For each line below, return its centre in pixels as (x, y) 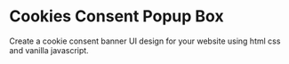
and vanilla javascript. (49, 50)
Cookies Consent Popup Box (116, 16)
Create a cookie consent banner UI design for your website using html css (145, 41)
